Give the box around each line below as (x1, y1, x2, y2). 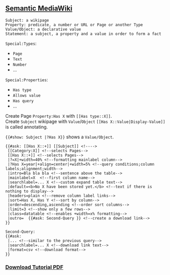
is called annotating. (5, 123, 48, 130)
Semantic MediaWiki (5, 4, 73, 13)
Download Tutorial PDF (5, 263, 63, 270)
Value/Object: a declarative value (5, 27, 81, 32)
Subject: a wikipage (5, 17, 50, 23)
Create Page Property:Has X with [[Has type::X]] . (5, 113, 112, 119)
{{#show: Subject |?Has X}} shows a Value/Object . (5, 134, 114, 140)
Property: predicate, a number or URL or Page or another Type (5, 22, 143, 27)
